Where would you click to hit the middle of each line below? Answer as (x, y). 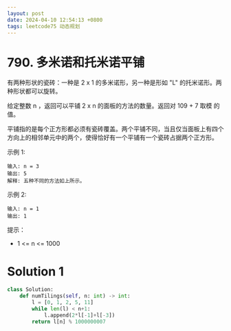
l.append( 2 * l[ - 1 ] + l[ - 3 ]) (79, 315)
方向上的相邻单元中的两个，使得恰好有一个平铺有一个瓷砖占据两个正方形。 (112, 137)
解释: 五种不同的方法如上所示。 (46, 181)
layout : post (26, 13)
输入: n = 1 (23, 209)
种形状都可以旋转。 (34, 91)
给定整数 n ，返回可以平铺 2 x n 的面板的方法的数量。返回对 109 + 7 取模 (110, 106)
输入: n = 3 (23, 167)
